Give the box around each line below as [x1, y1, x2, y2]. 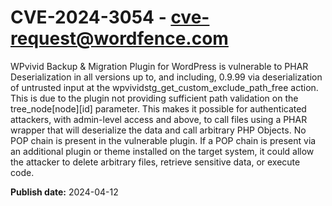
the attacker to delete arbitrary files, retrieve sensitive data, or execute [10, 156, 301, 168]
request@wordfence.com [10, 27, 229, 50]
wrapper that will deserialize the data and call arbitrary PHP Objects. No [10, 124, 307, 136]
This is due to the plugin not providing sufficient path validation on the [10, 92, 299, 104]
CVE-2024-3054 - [10, 6, 167, 29]
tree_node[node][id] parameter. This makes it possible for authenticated [10, 102, 307, 115]
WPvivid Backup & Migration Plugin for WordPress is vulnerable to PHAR [10, 60, 309, 72]
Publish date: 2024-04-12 [10, 186, 119, 198]
